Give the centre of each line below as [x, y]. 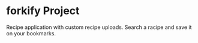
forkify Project [43, 11]
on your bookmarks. [31, 33]
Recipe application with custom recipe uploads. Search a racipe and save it [99, 27]
